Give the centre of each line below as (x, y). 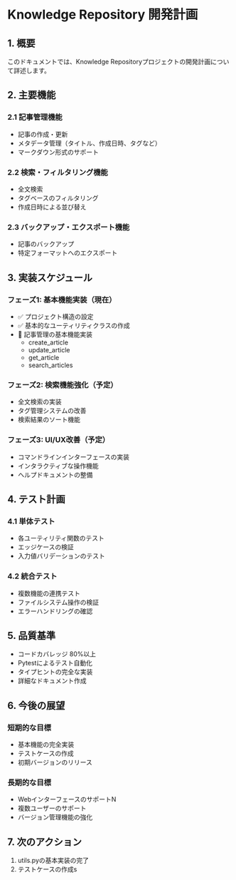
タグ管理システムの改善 (52, 411)
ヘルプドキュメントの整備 (55, 474)
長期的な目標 (29, 782)
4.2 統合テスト (32, 576)
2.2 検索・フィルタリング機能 (58, 172)
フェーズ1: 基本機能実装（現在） (62, 300)
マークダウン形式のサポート (58, 152)
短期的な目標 (29, 727)
